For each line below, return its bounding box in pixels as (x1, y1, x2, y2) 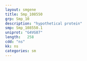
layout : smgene (5, 7, 36, 12)
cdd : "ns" (5, 39, 26, 44)
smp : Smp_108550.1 (5, 26, 43, 30)
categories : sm (5, 48, 36, 53)
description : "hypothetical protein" (5, 21, 83, 26)
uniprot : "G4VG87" (5, 30, 43, 35)
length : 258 (5, 35, 34, 40)
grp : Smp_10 (5, 16, 29, 21)
